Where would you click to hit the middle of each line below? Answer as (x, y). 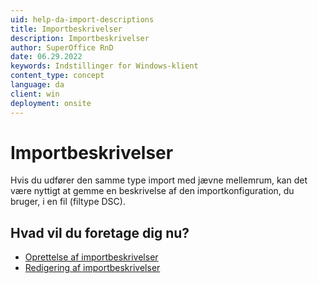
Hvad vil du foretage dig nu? (100, 232)
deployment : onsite (51, 103)
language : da (37, 85)
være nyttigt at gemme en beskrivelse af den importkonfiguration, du (152, 191)
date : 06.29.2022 (46, 57)
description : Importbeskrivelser (80, 38)
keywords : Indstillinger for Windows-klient (104, 66)
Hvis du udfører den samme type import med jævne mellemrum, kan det (159, 180)
